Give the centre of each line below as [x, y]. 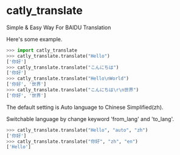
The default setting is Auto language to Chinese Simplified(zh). [85, 107]
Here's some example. [34, 39]
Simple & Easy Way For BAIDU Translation [59, 27]
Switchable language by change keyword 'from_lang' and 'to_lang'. [90, 119]
